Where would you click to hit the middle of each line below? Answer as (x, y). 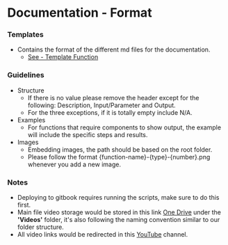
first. (24, 205)
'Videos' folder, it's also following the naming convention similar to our (119, 220)
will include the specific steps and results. (88, 134)
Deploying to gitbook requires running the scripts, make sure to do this (118, 198)
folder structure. (40, 227)
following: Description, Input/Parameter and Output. (101, 105)
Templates (25, 35)
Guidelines (26, 75)
